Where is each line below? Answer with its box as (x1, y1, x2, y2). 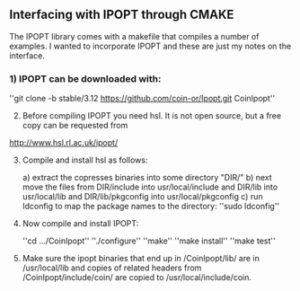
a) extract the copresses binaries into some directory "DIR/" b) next (22, 172, 272, 183)
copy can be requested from (22, 120, 128, 131)
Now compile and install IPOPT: (22, 218, 139, 229)
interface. (9, 49, 45, 61)
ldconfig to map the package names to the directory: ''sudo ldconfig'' (22, 201, 280, 212)
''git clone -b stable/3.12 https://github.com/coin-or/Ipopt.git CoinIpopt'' (9, 93, 276, 104)
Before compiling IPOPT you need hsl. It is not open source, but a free (22, 110, 281, 121)
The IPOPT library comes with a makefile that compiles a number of (9, 31, 260, 41)
